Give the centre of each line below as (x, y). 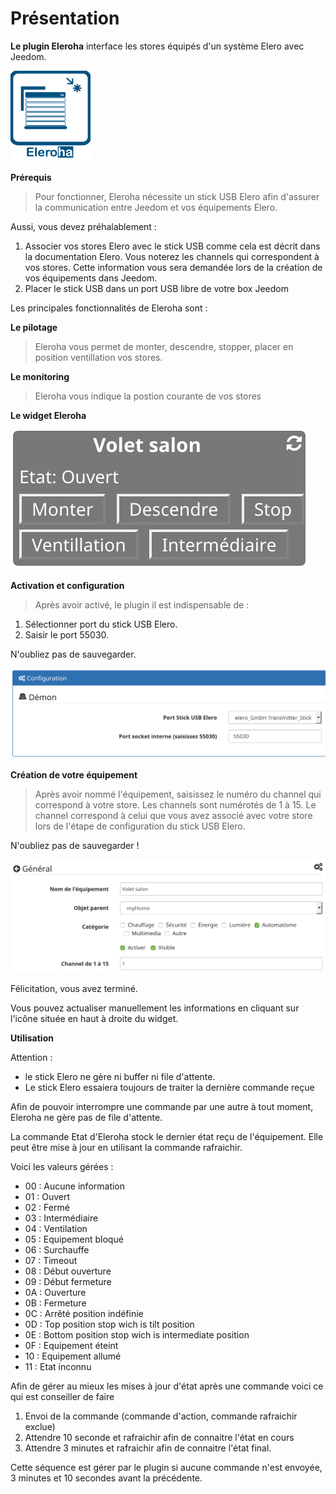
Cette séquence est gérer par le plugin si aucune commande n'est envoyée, (166, 1467)
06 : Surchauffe (57, 1249)
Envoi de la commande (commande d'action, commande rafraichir (161, 1416)
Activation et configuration (67, 585)
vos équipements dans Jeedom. (91, 278)
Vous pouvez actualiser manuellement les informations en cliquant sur (155, 1008)
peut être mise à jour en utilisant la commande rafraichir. (126, 1147)
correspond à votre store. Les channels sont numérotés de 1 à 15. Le (175, 805)
